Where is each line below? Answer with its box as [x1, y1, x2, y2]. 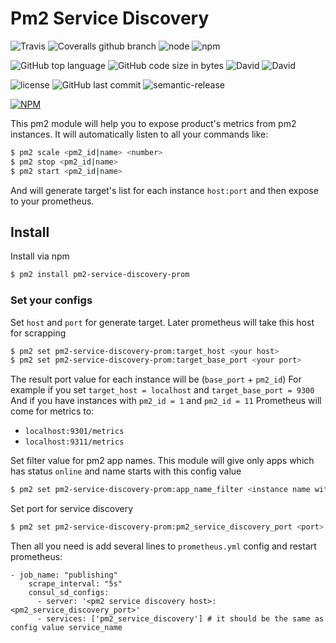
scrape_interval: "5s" [28, 579, 123, 589]
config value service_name [10, 623, 123, 633]
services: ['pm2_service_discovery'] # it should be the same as [46, 614, 325, 624]
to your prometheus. [10, 195, 95, 207]
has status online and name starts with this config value [10, 465, 242, 477]
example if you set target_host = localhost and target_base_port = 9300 [10, 384, 315, 396]
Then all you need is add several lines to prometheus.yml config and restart [10, 540, 317, 552]
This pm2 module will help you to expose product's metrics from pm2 [10, 117, 297, 129]
